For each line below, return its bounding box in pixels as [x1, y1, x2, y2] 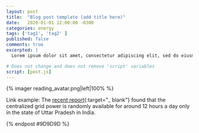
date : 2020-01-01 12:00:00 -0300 [6, 20, 94, 25]
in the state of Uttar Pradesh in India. [6, 109, 96, 116]
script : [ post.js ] [6, 69, 52, 74]
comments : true [6, 42, 44, 48]
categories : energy [6, 25, 54, 31]
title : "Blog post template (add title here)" [6, 14, 126, 20]
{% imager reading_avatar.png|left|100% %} [6, 85, 114, 92]
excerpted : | [6, 47, 38, 53]
